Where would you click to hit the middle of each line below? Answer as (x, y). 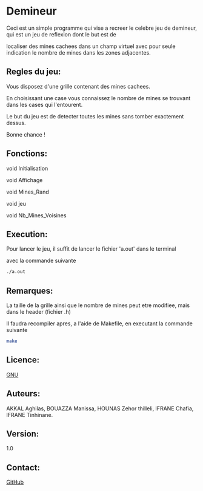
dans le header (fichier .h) (39, 312)
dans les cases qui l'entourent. (45, 104)
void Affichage (25, 180)
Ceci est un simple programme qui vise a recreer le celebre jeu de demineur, (102, 28)
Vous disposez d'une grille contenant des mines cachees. (78, 86)
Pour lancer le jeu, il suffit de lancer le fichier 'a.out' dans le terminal (91, 249)
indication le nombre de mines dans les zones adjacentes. (79, 52)
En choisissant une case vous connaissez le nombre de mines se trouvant (98, 98)
